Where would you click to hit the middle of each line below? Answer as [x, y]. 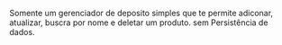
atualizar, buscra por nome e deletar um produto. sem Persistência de [139, 22]
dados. [22, 32]
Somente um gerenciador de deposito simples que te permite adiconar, [141, 13]
